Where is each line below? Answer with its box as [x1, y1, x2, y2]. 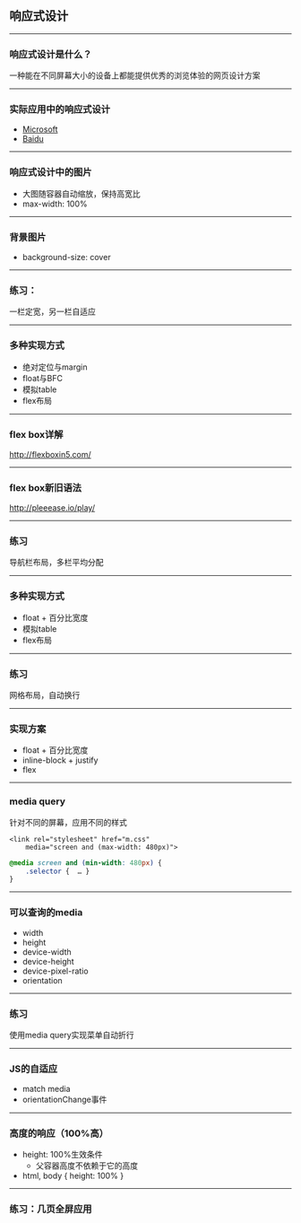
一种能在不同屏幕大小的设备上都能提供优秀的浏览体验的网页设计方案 [9, 70, 261, 81]
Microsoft [21, 124, 58, 135]
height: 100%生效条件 [21, 1149, 103, 1160]
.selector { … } [25, 867, 90, 876]
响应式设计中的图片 [9, 166, 92, 179]
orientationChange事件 [21, 1094, 107, 1105]
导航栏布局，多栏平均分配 [9, 557, 104, 568]
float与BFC [21, 372, 63, 383]
